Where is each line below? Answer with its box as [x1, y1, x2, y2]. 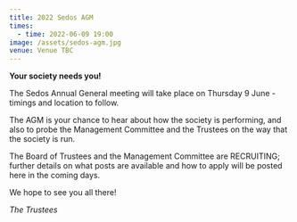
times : [9, 21, 34, 30]
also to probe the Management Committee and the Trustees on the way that [9, 124, 288, 135]
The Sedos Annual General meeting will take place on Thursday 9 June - [9, 88, 276, 99]
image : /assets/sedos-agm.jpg [9, 37, 122, 47]
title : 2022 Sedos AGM [9, 12, 94, 22]
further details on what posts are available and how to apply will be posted [9, 160, 283, 171]
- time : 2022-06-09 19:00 [17, 29, 114, 38]
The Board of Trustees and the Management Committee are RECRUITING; [9, 151, 281, 161]
